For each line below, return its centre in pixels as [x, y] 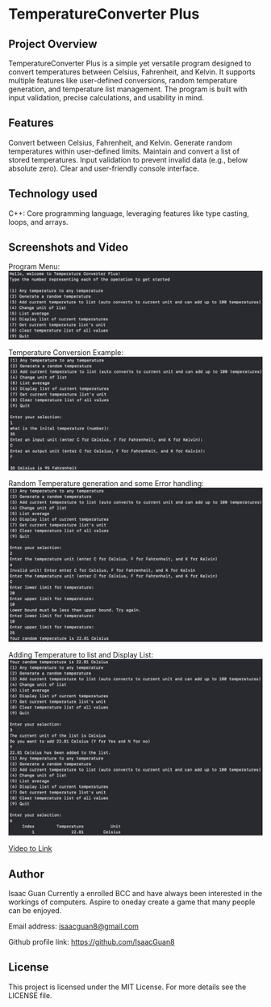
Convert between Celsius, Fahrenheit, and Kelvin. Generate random [120, 142]
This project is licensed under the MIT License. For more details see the [127, 987]
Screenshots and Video [69, 248]
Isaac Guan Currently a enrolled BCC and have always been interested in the [135, 893]
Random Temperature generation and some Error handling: [106, 484]
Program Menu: [34, 267]
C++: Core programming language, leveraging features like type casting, [129, 213]
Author [26, 874]
